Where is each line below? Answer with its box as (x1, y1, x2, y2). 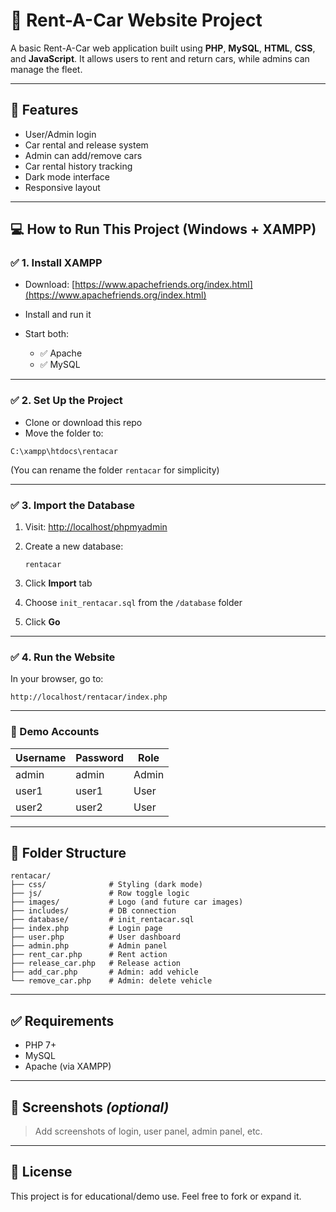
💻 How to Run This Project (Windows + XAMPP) (10, 221, 317, 238)
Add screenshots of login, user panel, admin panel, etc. (34, 1125, 263, 1138)
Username (15, 750, 67, 764)
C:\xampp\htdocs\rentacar (10, 446, 118, 456)
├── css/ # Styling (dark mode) (10, 880, 203, 890)
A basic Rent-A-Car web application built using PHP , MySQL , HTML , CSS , (10, 42, 316, 54)
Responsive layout (24, 181, 101, 193)
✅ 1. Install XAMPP (10, 256, 103, 270)
